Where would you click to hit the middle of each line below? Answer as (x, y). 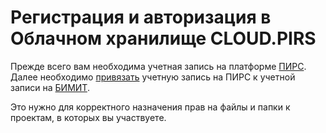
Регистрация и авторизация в (141, 17)
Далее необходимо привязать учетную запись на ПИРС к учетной (153, 77)
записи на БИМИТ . (50, 87)
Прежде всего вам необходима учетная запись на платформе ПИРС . (158, 66)
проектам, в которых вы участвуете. (88, 117)
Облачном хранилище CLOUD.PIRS (163, 38)
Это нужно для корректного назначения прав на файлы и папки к (150, 107)
